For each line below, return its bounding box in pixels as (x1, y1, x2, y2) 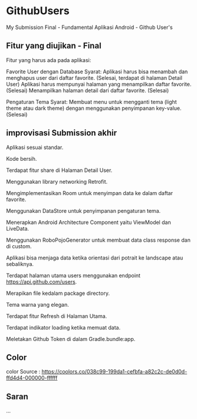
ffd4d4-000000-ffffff (6, 374, 58, 382)
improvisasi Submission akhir (6, 128, 117, 138)
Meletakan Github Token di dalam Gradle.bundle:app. (6, 335, 136, 342)
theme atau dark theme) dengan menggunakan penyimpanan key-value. (6, 105, 182, 112)
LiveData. (6, 225, 29, 232)
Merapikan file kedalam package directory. (6, 290, 110, 297)
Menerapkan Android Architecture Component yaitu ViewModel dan (6, 219, 171, 226)
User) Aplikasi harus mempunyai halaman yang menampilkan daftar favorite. (6, 80, 192, 87)
